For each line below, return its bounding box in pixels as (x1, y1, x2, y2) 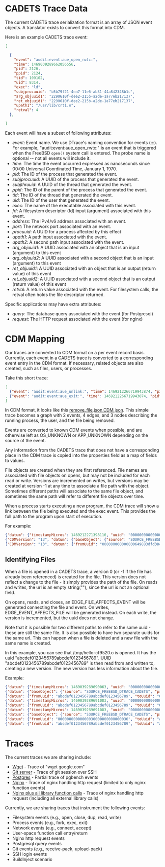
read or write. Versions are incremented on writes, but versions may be (5, 478, 149, 484)
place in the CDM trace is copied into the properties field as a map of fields (5, 452, 157, 458)
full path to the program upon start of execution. (5, 514, 103, 520)
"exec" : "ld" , (14, 84, 43, 89)
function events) (12, 785, 46, 791)
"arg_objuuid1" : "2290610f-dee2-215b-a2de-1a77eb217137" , (14, 94, 135, 99)
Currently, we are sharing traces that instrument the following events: (5, 805, 145, 811)
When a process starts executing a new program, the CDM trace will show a (5, 503, 159, 509)
